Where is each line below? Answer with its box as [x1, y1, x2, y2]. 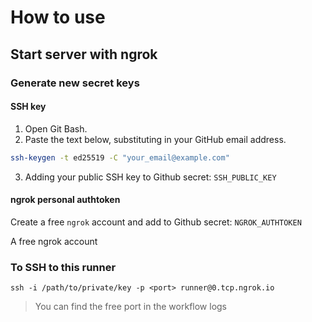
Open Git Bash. [24, 122, 88, 135]
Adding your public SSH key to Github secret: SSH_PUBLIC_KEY [24, 171, 277, 183]
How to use [10, 6, 106, 29]
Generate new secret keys [10, 76, 140, 90]
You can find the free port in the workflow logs [34, 301, 228, 313]
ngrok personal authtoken [10, 194, 121, 206]
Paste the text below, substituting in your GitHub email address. [24, 133, 287, 145]
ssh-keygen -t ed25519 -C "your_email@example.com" [10, 152, 230, 163]
